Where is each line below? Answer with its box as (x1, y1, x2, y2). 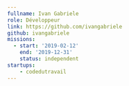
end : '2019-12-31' (19, 49, 73, 56)
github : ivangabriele (7, 29, 70, 37)
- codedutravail (19, 68, 67, 75)
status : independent (19, 55, 79, 62)
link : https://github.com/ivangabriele (7, 23, 123, 30)
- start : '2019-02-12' (13, 42, 79, 49)
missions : (7, 36, 36, 43)
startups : (7, 62, 36, 69)
